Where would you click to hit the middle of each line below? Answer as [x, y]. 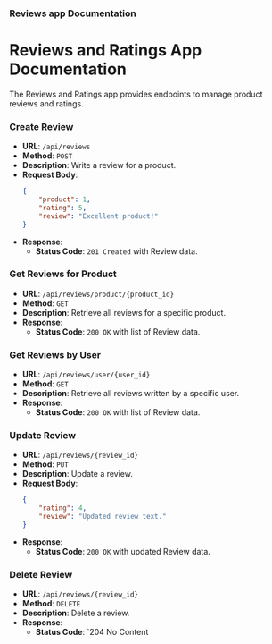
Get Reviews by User [55, 354]
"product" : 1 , [65, 199]
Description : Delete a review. [76, 613]
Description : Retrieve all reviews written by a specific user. [131, 394]
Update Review [43, 436]
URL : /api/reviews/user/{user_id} [86, 375]
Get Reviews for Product [63, 274]
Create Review [41, 126]
